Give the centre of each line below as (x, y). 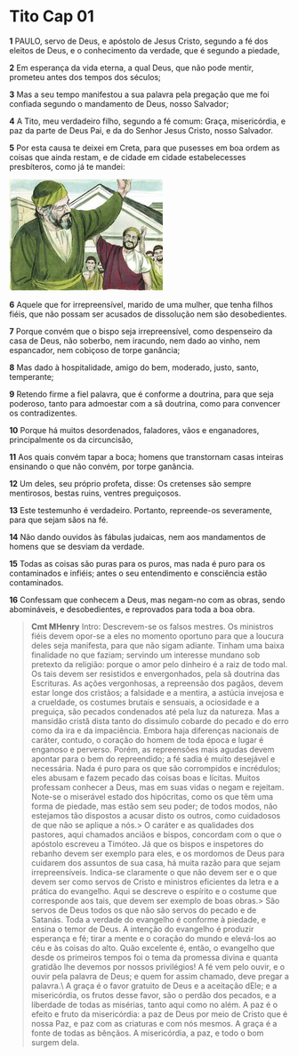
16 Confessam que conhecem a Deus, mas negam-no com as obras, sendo (147, 600)
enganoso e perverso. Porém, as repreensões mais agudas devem (153, 749)
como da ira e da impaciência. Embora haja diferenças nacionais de (155, 730)
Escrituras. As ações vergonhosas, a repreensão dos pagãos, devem (157, 683)
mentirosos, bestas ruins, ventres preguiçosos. (95, 493)
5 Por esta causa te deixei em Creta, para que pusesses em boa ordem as (145, 148)
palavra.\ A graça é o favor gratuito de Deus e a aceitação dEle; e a (154, 986)
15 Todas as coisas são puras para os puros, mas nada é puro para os (137, 563)
